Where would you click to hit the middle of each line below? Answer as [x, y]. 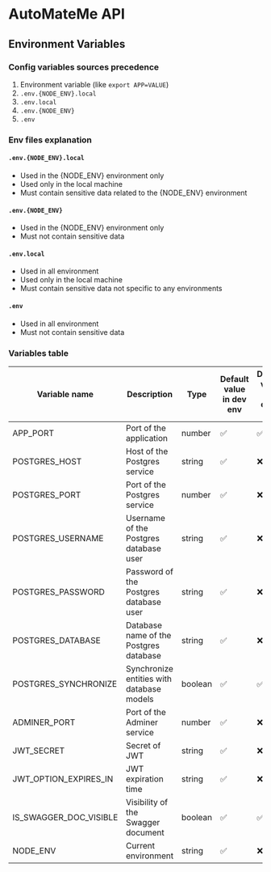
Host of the [147, 451]
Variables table [38, 353]
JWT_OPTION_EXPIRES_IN [63, 779]
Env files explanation [50, 140]
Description [150, 394]
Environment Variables [67, 44]
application [147, 438]
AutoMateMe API [67, 14]
